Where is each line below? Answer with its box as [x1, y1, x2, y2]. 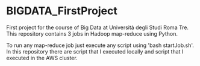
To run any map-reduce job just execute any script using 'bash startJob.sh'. [6, 42, 195, 49]
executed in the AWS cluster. [6, 54, 78, 61]
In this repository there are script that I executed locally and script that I [6, 48, 184, 55]
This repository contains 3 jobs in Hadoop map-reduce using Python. [6, 30, 178, 37]
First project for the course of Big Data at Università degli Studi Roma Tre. [6, 24, 189, 31]
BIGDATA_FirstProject [6, 4, 117, 18]
